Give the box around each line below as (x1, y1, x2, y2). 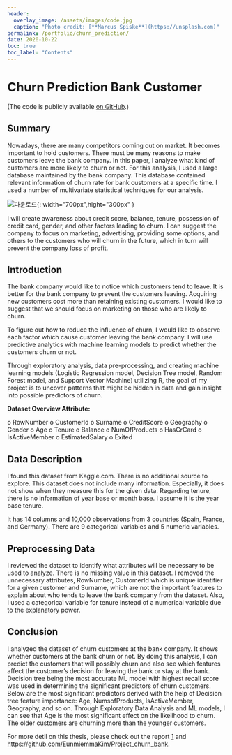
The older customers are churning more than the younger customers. (7, 719, 206, 727)
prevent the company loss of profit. (7, 244, 109, 252)
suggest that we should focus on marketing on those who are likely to (7, 305, 207, 313)
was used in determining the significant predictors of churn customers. (7, 682, 211, 690)
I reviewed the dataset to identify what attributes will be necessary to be (7, 562, 215, 570)
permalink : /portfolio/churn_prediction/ (7, 29, 130, 37)
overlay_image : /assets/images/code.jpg (13, 17, 132, 24)
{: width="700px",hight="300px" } (36, 200, 134, 208)
